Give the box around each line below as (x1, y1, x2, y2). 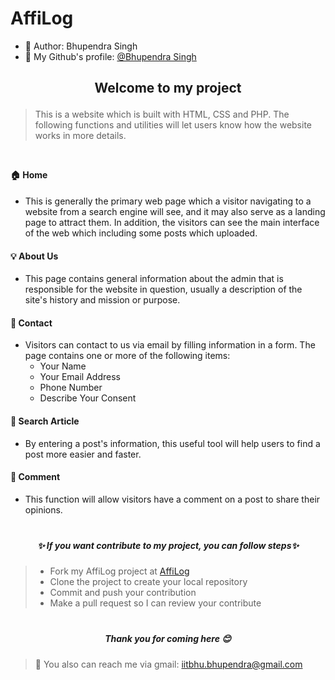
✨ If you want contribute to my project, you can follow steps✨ (36, 539, 300, 551)
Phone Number (39, 382, 103, 394)
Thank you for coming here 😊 (104, 633, 232, 645)
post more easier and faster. (24, 448, 142, 460)
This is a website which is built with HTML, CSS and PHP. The (34, 108, 290, 121)
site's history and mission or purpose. (24, 294, 181, 306)
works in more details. (34, 130, 127, 142)
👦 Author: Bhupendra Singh (24, 40, 138, 52)
